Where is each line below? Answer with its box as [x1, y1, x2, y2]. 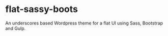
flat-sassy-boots [5, 3, 78, 15]
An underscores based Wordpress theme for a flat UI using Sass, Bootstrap [5, 20, 163, 26]
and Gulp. [5, 25, 26, 31]
